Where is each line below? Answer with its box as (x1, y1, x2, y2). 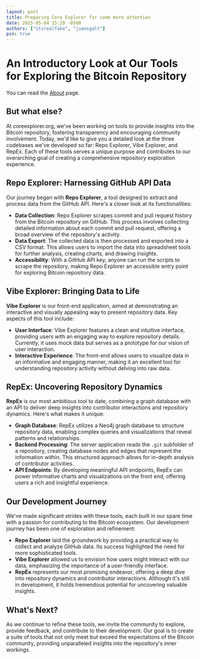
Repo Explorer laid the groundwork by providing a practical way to (14, 536, 179, 544)
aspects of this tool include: (6, 315, 75, 322)
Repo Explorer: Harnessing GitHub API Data (6, 178, 171, 188)
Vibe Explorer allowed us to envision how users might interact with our (14, 556, 190, 563)
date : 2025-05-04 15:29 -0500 (6, 20, 82, 26)
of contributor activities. (14, 460, 74, 467)
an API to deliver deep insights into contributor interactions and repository (6, 404, 188, 411)
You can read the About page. (6, 89, 80, 96)
